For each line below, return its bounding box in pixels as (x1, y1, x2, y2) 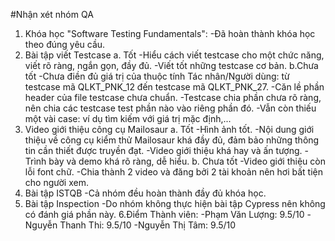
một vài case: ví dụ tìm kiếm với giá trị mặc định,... (24, 113, 232, 124)
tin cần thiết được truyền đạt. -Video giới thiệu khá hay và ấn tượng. (24, 145, 303, 156)
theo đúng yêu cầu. (24, 39, 106, 50)
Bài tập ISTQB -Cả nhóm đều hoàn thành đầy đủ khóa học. (24, 187, 267, 199)
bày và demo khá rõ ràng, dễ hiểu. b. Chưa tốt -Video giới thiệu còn (48, 155, 326, 167)
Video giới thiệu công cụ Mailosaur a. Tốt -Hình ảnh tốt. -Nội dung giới (24, 124, 315, 135)
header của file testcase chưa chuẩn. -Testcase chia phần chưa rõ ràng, (24, 92, 322, 103)
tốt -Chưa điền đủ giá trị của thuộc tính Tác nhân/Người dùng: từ (24, 70, 290, 82)
